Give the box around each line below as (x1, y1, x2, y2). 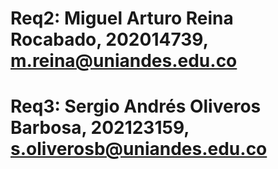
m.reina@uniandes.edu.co (10, 50, 238, 72)
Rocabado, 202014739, (10, 28, 209, 51)
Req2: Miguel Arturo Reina (10, 7, 234, 30)
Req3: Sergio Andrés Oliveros (10, 95, 262, 118)
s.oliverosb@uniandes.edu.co (10, 138, 268, 161)
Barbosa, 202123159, (10, 117, 190, 139)
